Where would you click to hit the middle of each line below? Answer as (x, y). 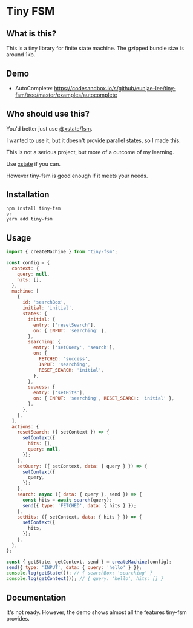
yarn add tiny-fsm (29, 219)
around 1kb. (21, 55)
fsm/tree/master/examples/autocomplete (66, 95)
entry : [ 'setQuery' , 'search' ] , (74, 347)
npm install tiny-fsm (34, 209)
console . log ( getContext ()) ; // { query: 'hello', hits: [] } (85, 579)
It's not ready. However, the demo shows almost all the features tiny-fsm (97, 612)
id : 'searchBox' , (44, 302)
